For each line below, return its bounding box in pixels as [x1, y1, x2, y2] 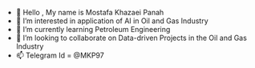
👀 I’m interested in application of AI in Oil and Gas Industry [15, 16, 208, 26]
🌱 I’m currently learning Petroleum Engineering [15, 25, 171, 34]
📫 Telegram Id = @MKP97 [15, 50, 104, 60]
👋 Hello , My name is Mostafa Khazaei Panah [15, 8, 164, 17]
